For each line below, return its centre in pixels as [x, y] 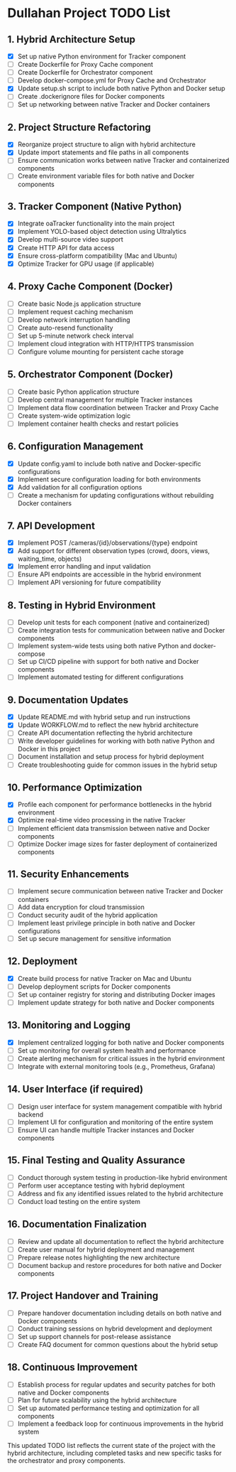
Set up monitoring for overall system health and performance [107, 1051]
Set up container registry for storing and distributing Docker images [116, 994]
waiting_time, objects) [50, 559]
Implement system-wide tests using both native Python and [104, 646]
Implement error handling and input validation [84, 566]
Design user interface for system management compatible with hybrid [120, 1106]
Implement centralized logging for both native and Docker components [121, 1042]
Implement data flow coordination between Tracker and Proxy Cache [118, 407]
